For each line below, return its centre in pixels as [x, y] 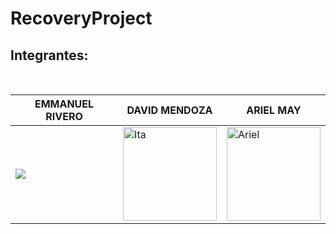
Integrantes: [49, 55]
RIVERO [64, 116]
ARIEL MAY [274, 110]
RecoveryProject [81, 18]
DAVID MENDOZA [169, 110]
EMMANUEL [64, 104]
